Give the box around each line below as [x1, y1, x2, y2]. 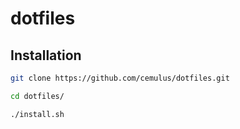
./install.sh [10, 109, 65, 119]
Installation [10, 47, 82, 64]
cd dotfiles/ [10, 91, 65, 101]
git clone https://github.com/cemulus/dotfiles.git [10, 73, 230, 83]
